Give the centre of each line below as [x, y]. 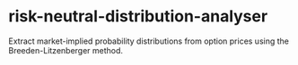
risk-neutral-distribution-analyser [138, 16]
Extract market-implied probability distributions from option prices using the [149, 41]
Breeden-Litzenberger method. [66, 50]
